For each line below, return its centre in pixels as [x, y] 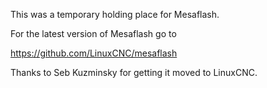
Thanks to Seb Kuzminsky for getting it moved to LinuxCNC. [134, 72]
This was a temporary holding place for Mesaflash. [115, 14]
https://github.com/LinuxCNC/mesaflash [94, 53]
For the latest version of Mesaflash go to [93, 33]
